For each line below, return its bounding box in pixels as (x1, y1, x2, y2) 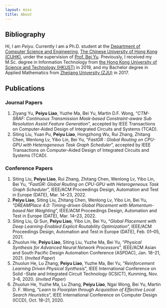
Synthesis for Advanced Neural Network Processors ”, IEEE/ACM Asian (12, 245, 157, 250)
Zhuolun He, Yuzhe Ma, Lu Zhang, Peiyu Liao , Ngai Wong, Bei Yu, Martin (12, 281, 161, 288)
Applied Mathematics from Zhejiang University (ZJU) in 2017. (5, 70, 129, 76)
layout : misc (5, 7, 32, 12)
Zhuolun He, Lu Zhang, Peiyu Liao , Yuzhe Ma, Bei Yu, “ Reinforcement (12, 260, 155, 266)
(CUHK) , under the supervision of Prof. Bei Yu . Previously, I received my (5, 54, 152, 60)
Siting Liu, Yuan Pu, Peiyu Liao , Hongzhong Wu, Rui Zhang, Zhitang (12, 131, 151, 137)
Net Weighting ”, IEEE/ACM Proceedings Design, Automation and (26, 208, 157, 214)
